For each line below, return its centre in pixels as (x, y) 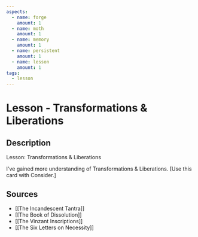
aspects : (17, 12)
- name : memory (31, 39)
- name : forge (29, 17)
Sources (22, 194)
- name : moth (28, 28)
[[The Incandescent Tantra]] (50, 208)
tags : (13, 73)
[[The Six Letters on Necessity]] (54, 227)
